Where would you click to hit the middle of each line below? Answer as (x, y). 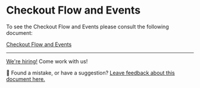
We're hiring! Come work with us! (47, 61)
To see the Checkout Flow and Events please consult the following (87, 27)
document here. (26, 79)
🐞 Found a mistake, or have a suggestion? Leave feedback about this (90, 73)
